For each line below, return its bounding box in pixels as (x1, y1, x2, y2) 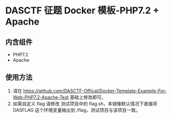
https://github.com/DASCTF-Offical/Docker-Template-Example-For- (23, 88, 167, 94)
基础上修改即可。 (70, 94, 106, 100)
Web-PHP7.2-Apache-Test (12, 94, 69, 100)
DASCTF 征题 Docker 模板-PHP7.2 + (5, 5, 159, 16)
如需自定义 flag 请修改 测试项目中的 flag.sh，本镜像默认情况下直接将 (12, 101, 158, 107)
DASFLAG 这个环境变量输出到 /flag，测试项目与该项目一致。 (12, 107, 140, 113)
